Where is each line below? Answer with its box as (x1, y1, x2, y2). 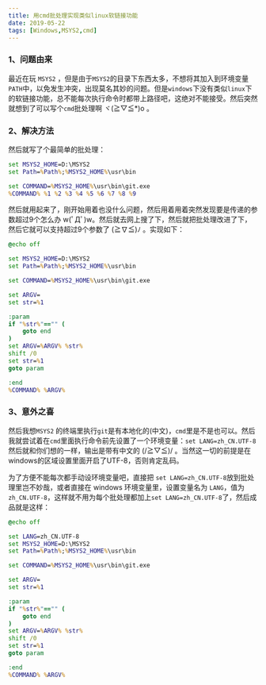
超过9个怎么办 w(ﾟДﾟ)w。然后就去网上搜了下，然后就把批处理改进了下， (14, 215, 252, 225)
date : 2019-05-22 (8, 19, 66, 27)
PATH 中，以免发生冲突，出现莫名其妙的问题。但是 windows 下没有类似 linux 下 (8, 83, 253, 93)
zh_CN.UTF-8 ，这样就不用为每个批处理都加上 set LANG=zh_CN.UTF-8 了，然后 (8, 492, 250, 502)
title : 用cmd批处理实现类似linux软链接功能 (8, 11, 139, 20)
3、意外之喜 (8, 406, 55, 418)
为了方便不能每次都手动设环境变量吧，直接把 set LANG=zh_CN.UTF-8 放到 (8, 472, 241, 482)
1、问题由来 (8, 54, 53, 65)
